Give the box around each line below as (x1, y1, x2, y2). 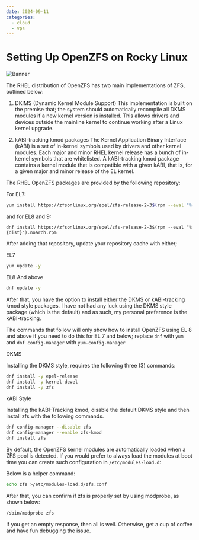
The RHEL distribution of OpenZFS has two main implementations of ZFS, (6, 82, 185, 89)
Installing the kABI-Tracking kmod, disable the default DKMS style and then (6, 407, 190, 414)
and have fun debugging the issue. (6, 527, 91, 534)
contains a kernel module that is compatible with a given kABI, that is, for (14, 161, 192, 169)
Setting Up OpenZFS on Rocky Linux (6, 51, 188, 64)
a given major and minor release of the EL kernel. (14, 168, 135, 175)
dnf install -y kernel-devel (6, 379, 78, 385)
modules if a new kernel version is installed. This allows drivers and (14, 112, 179, 119)
